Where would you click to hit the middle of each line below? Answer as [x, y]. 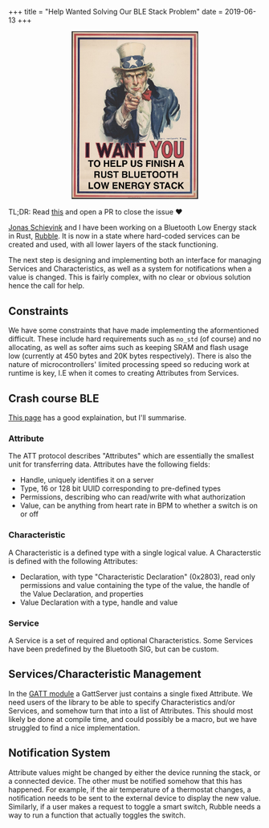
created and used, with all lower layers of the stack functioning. [113, 245]
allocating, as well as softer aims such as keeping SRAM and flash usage [128, 348]
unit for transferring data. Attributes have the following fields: [109, 464]
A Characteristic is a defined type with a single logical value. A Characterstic [135, 553]
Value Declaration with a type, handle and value [99, 602]
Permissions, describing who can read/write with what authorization [132, 497]
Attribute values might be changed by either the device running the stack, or [134, 772]
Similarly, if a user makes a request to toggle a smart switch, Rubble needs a [134, 806]
